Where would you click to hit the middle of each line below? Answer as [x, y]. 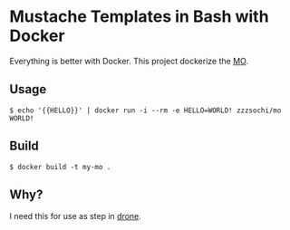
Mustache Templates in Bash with [139, 17]
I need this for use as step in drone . [76, 216]
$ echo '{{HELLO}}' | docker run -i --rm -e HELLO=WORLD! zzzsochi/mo [145, 110]
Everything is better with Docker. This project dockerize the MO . [129, 61]
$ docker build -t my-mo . [60, 167]
